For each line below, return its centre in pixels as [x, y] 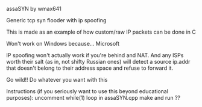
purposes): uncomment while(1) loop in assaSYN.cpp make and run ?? [93, 98]
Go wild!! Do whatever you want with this [57, 80]
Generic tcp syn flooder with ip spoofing [56, 20]
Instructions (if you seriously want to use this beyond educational [87, 91]
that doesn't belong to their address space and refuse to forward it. [90, 68]
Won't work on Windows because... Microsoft [63, 44]
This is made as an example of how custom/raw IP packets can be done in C [101, 32]
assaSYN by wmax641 [34, 9]
